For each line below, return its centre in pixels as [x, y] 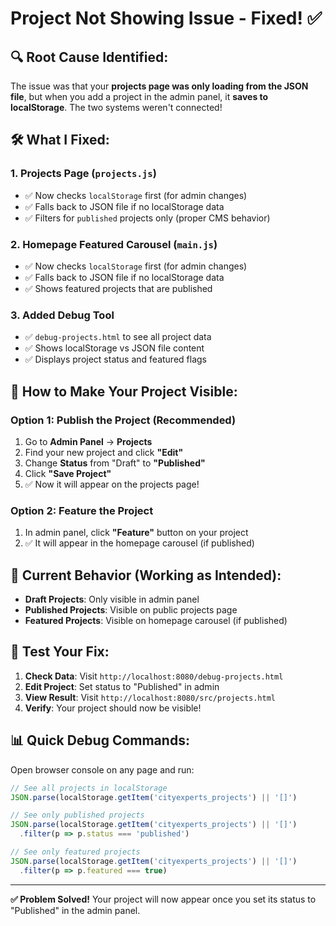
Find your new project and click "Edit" [104, 452]
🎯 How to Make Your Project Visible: [124, 391]
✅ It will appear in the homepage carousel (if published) [139, 543]
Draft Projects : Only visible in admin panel [112, 599]
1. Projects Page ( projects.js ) [83, 174]
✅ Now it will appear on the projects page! [112, 484]
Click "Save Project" [68, 473]
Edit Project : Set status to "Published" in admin [122, 686]
